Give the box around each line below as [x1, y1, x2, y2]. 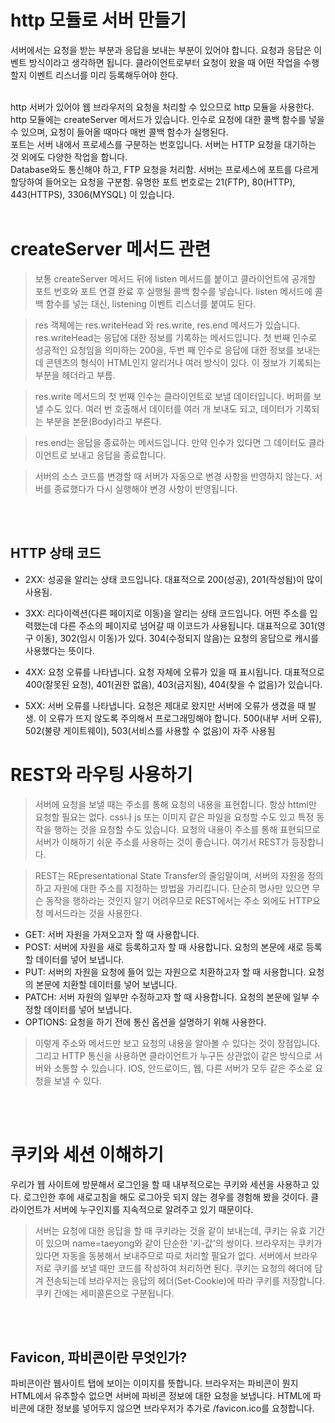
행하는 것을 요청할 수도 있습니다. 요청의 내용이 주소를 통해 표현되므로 [53, 823, 321, 835]
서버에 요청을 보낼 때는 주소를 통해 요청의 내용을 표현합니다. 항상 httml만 [34, 798, 317, 810]
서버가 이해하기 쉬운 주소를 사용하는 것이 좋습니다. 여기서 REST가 [34, 836, 290, 848]
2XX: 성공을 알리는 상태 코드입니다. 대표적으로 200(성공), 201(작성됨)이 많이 [24, 573, 323, 585]
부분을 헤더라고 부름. [34, 369, 116, 381]
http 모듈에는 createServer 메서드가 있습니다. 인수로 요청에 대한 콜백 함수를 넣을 [10, 113, 325, 125]
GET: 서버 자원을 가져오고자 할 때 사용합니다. [24, 928, 200, 940]
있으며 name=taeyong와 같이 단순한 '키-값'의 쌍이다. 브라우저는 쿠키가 [45, 1237, 323, 1249]
